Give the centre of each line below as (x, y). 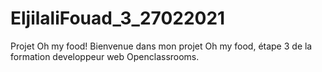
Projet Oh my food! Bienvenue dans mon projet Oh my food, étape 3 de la (161, 46)
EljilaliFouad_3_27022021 (118, 18)
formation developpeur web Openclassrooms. (105, 56)
